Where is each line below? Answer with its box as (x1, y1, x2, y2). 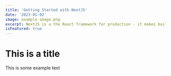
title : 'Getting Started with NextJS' (5, 7, 88, 13)
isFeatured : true (5, 26, 42, 31)
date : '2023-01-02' (5, 12, 47, 17)
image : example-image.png (5, 17, 60, 22)
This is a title (5, 48, 60, 60)
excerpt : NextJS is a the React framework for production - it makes (5, 21, 156, 27)
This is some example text (5, 65, 60, 71)
